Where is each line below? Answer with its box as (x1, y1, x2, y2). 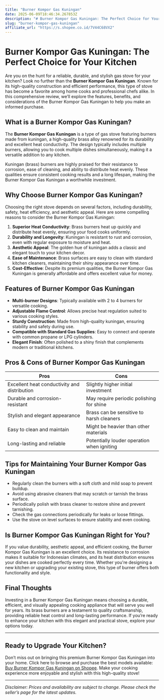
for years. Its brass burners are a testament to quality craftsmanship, (5, 607, 143, 613)
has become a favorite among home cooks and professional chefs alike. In (5, 88, 155, 94)
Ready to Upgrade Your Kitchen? (5, 641, 106, 650)
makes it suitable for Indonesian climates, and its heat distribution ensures (5, 554, 154, 560)
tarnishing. (12, 506, 34, 513)
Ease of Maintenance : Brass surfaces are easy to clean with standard (12, 255, 153, 261)
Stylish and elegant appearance (7, 412, 81, 419)
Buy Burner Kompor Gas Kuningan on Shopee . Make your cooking (5, 665, 138, 671)
